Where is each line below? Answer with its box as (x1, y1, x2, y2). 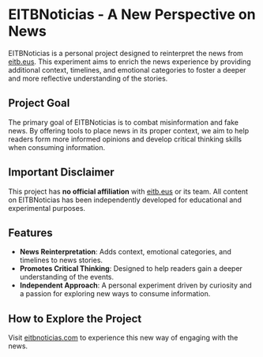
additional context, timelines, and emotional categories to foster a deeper (8, 65, 246, 74)
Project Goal (8, 96, 70, 110)
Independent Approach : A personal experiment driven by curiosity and (19, 280, 253, 290)
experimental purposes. (8, 203, 85, 212)
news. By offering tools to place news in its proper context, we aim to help (8, 126, 250, 135)
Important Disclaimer (8, 166, 115, 179)
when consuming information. (8, 142, 105, 152)
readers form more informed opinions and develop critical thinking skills (8, 134, 242, 144)
